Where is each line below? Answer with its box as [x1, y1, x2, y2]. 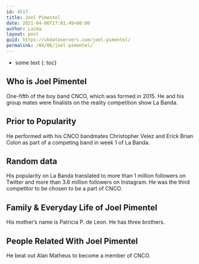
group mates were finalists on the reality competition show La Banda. [6, 99, 178, 106]
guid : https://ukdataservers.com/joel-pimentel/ [6, 37, 131, 43]
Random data [6, 156, 57, 166]
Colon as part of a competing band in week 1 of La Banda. [6, 139, 150, 146]
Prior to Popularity [6, 116, 77, 127]
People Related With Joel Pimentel [6, 236, 138, 246]
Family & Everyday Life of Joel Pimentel [6, 203, 158, 213]
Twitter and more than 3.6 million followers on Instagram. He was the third [6, 178, 190, 186]
